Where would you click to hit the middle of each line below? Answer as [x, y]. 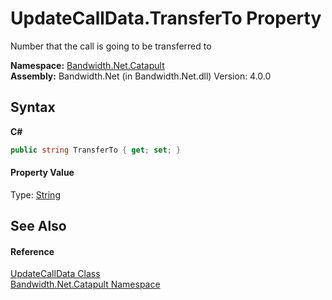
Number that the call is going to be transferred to [111, 46]
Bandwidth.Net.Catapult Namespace [85, 284]
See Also [38, 226]
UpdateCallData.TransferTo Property [166, 18]
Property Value [42, 173]
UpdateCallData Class [55, 274]
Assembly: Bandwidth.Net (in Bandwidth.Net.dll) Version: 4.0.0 [141, 76]
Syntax [33, 107]
